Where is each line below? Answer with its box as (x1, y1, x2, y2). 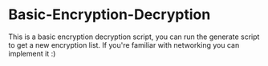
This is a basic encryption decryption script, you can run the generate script (8, 32, 260, 41)
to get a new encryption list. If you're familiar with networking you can (8, 40, 240, 49)
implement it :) (8, 49, 56, 58)
